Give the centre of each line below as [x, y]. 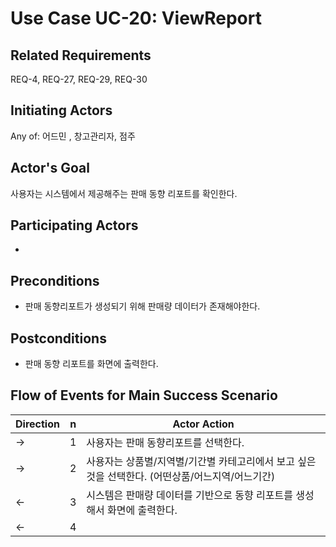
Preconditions [55, 280]
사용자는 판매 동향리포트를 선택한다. [165, 442]
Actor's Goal [50, 168]
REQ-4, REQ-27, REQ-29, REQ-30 [79, 79]
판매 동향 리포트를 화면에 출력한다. [91, 364]
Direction [37, 424]
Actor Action [203, 424]
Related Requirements [81, 55]
